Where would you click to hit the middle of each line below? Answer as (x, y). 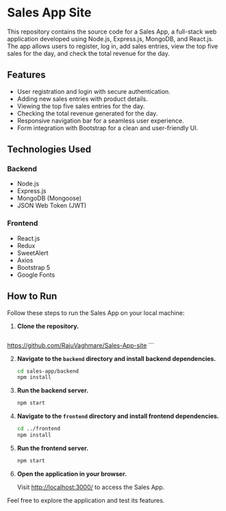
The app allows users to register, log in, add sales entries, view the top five (113, 46)
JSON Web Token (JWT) (52, 205)
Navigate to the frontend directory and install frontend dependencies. (118, 416)
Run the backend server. (53, 390)
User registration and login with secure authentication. (94, 91)
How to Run (32, 296)
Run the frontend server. (53, 448)
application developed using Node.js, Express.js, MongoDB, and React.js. (110, 38)
